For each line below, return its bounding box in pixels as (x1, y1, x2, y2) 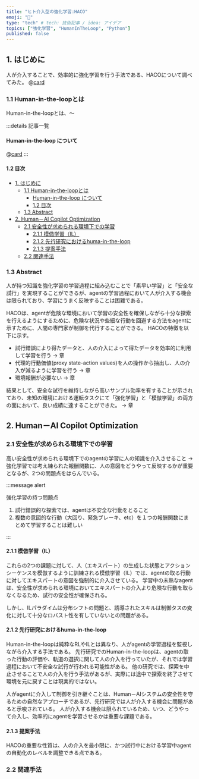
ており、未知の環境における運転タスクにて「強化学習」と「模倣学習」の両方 (6, 394, 194, 401)
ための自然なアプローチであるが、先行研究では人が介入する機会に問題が (11, 698, 188, 705)
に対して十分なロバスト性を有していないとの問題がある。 (11, 611, 152, 618)
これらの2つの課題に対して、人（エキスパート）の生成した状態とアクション (6, 561, 191, 568)
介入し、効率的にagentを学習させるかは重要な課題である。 (11, 713, 156, 720)
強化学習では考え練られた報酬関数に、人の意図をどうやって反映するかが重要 (6, 462, 193, 469)
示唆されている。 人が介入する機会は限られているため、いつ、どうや (16, 705, 184, 712)
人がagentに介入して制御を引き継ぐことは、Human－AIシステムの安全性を (6, 690, 188, 698)
